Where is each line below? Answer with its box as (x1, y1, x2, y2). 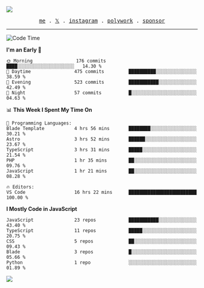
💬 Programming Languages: (6, 120, 72, 126)
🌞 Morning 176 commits (6, 58, 106, 64)
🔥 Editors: (6, 184, 35, 190)
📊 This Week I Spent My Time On (6, 106, 92, 113)
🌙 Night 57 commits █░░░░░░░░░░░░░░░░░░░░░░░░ (6, 90, 197, 96)
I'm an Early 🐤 (6, 46, 42, 53)
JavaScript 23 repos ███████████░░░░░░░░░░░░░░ (6, 217, 197, 223)
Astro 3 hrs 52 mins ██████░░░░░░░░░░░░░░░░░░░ (6, 136, 197, 142)
